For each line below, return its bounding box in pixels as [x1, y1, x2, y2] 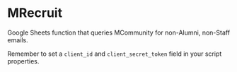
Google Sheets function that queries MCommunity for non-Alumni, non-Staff [7, 28, 231, 37]
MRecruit [7, 5, 62, 21]
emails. [7, 35, 28, 44]
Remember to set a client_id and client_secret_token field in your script [7, 49, 222, 58]
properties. [7, 56, 40, 65]
